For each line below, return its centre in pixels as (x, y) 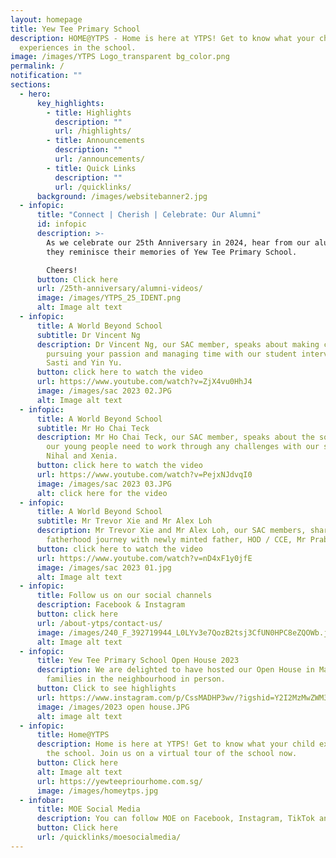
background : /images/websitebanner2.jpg (122, 196)
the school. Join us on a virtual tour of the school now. (172, 754)
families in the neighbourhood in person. (136, 679)
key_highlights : (70, 103)
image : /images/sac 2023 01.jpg (104, 567)
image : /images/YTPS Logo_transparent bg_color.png (120, 57)
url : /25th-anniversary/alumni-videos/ (119, 289)
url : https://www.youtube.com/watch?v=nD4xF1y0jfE (144, 558)
